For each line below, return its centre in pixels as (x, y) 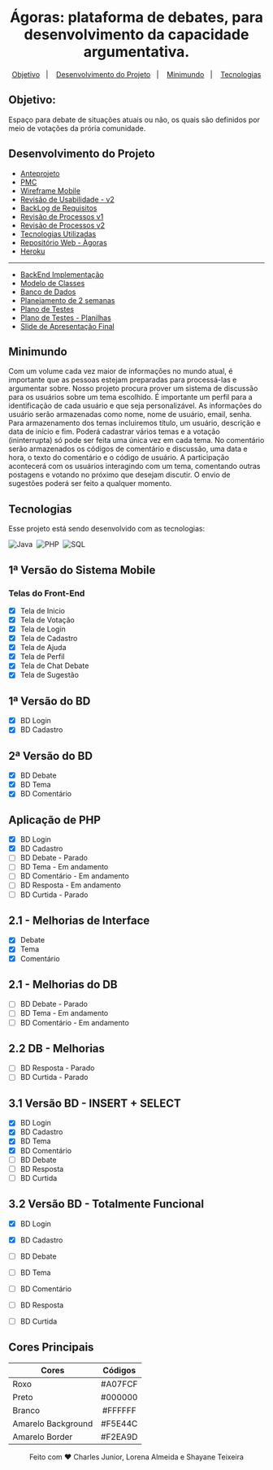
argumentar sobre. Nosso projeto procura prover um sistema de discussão (133, 388)
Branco (26, 1410)
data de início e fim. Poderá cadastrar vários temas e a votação (115, 431)
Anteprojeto (40, 173)
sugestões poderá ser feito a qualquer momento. (90, 483)
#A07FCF (119, 1384)
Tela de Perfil (42, 657)
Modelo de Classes (52, 283)
